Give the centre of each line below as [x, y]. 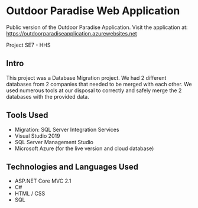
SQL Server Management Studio [54, 142]
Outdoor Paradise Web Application [93, 11]
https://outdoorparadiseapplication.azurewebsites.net [72, 33]
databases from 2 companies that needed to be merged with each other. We [99, 84]
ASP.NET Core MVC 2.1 [43, 181]
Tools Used [27, 116]
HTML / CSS [30, 194]
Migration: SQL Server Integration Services [67, 129]
